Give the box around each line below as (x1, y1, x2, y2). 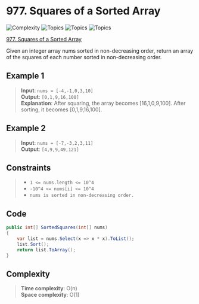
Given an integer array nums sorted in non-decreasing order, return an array (6, 47, 194, 54)
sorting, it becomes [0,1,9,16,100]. (20, 106, 102, 113)
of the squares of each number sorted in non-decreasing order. (6, 53, 162, 60)
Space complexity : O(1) (20, 291, 80, 299)
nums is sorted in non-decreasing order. (29, 193, 134, 199)
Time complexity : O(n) (20, 285, 77, 292)
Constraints (6, 163, 51, 173)
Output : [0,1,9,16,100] (20, 93, 79, 100)
